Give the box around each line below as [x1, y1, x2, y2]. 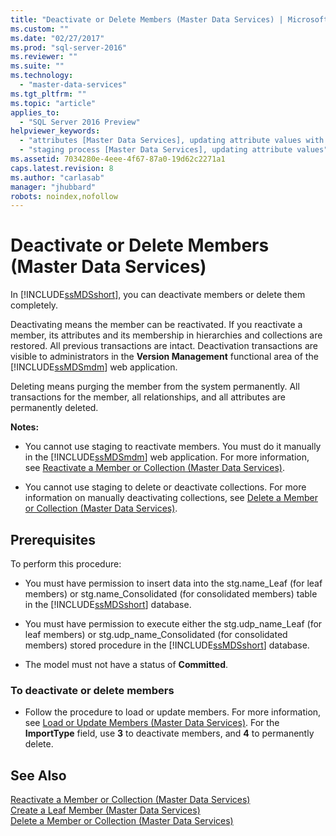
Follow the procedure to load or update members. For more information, [24, 706, 322, 718]
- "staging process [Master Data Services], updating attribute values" [19, 145, 329, 155]
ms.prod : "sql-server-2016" [10, 42, 128, 53]
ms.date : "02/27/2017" [10, 33, 105, 43]
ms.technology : [10, 71, 74, 81]
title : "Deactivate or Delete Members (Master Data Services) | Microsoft [10, 14, 329, 25]
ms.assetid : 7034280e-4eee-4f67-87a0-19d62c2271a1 [10, 154, 226, 164]
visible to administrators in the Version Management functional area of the [10, 351, 319, 363]
